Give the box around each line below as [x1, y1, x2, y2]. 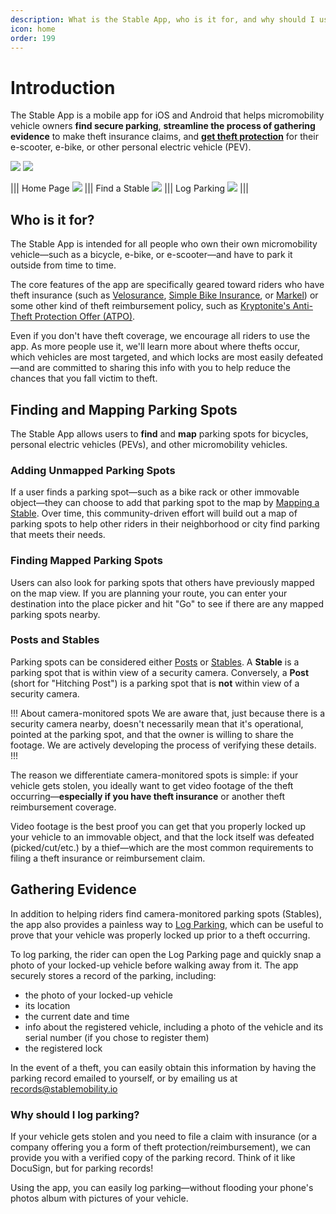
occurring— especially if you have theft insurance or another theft [10, 790, 285, 802]
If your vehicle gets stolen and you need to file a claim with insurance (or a [10, 1130, 318, 1142]
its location [24, 999, 71, 1011]
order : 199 [10, 33, 56, 43]
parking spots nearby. [10, 608, 101, 620]
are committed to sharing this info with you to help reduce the [36, 362, 292, 374]
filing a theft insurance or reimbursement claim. [10, 852, 206, 864]
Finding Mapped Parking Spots [10, 554, 163, 568]
